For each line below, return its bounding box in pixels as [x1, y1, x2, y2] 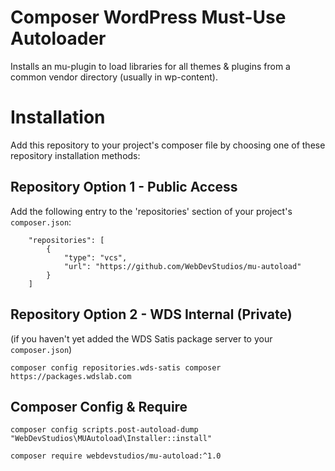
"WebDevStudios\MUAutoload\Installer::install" [10, 434, 213, 444]
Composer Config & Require [10, 398, 188, 415]
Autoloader [10, 27, 107, 50]
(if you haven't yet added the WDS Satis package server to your [10, 332, 273, 345]
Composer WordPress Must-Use [10, 6, 287, 29]
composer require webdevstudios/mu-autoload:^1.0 [10, 451, 222, 461]
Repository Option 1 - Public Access [10, 179, 238, 196]
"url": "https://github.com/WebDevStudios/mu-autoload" [63, 261, 302, 271]
